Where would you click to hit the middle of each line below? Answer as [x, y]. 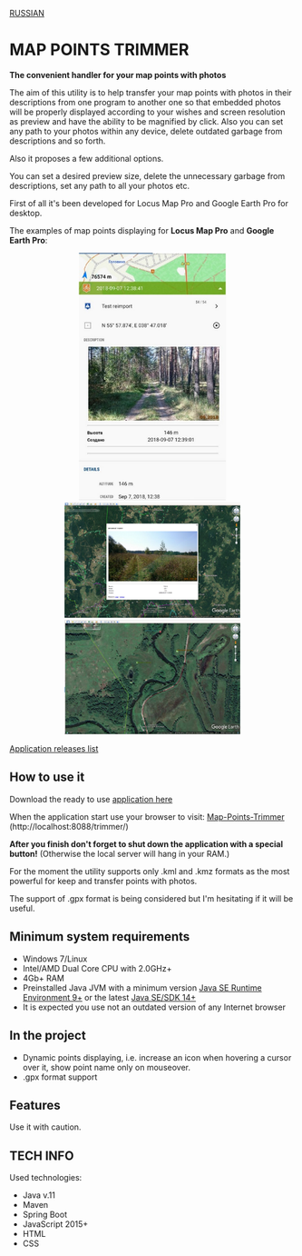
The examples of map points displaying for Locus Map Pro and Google [142, 230]
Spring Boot [45, 1215]
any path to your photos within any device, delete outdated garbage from [146, 131]
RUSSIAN [27, 13]
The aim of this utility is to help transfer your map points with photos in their [151, 92]
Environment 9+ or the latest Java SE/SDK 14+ [109, 997]
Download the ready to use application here [91, 799]
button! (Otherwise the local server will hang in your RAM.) [120, 853]
